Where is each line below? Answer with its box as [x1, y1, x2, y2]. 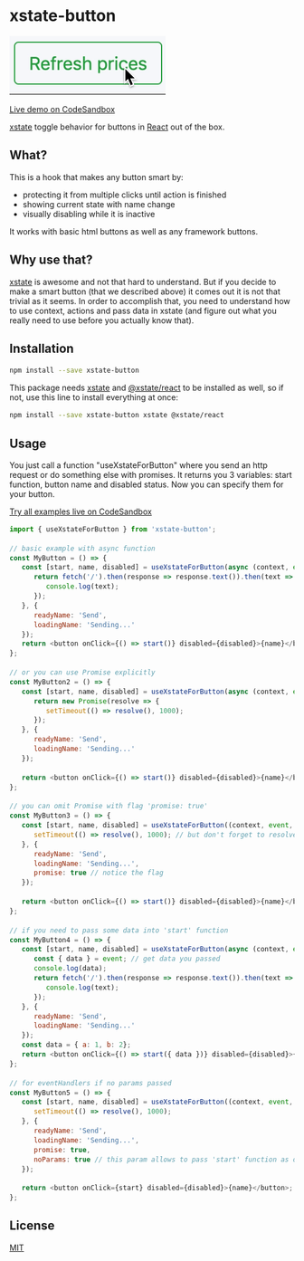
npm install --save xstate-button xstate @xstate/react [9, 411, 224, 420]
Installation [9, 340, 74, 356]
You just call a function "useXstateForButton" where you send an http [9, 459, 269, 471]
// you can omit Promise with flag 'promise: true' [9, 802, 208, 811]
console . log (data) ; [33, 964, 107, 973]
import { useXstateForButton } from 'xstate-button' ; [9, 524, 217, 534]
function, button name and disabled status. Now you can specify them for [9, 479, 284, 490]
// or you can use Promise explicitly [9, 668, 156, 677]
